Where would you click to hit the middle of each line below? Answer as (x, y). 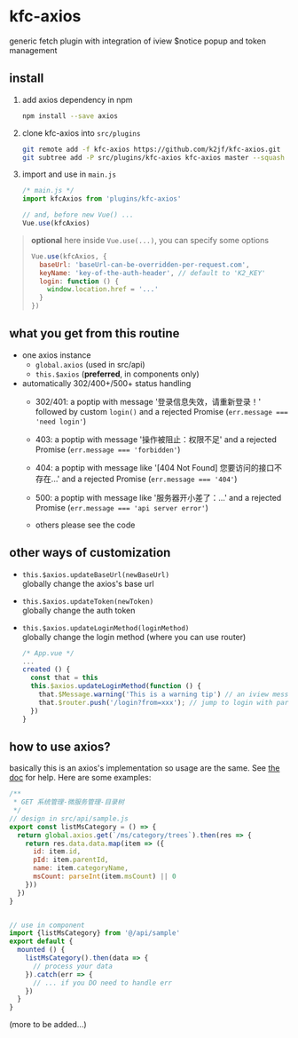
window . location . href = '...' (103, 289)
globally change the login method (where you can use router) (134, 637)
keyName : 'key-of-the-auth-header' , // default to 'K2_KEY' (153, 273)
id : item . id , (57, 852)
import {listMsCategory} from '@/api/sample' (94, 933)
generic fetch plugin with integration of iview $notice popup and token (137, 41)
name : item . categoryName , (80, 868)
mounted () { (41, 950)
